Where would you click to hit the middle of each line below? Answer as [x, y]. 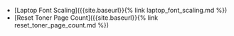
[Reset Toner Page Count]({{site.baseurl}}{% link [86, 18]
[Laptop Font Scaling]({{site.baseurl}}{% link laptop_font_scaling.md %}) [121, 10]
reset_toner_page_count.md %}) [61, 25]
